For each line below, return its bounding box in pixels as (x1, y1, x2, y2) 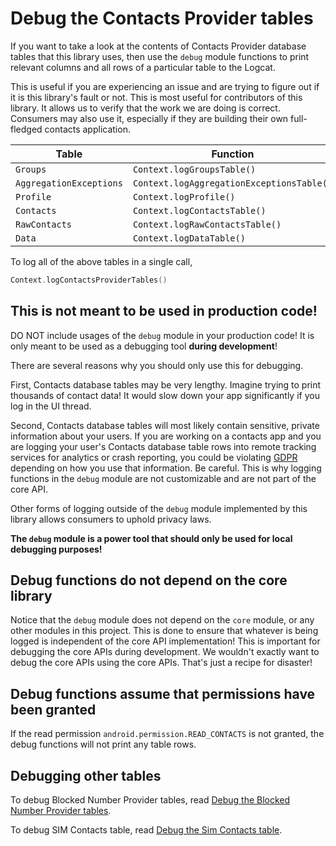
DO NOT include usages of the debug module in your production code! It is (10, 329, 315, 341)
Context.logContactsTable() (132, 205, 267, 216)
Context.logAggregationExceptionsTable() (132, 177, 333, 189)
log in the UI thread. (10, 400, 92, 412)
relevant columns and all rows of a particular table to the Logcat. (10, 61, 276, 73)
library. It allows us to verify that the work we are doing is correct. (10, 102, 281, 114)
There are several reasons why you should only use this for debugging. (10, 359, 304, 371)
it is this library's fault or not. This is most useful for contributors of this (10, 91, 303, 103)
